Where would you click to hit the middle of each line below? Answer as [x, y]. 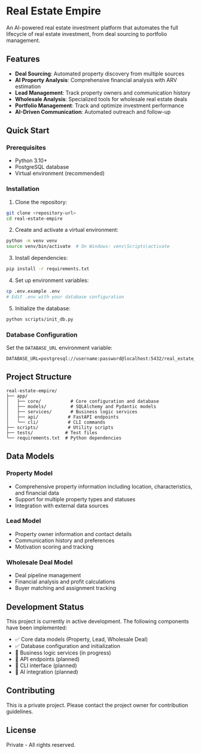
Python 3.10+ [31, 161]
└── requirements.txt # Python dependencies [64, 438]
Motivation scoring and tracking [54, 547]
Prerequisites [26, 148]
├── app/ [17, 396]
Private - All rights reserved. [41, 744]
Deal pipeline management [48, 576]
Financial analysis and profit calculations [65, 582]
